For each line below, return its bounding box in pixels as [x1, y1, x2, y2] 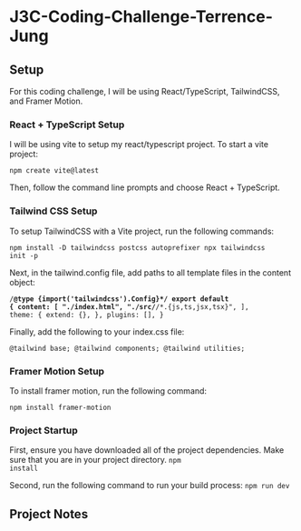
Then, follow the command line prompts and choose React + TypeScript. [9, 182, 281, 193]
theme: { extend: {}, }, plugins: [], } [9, 310, 165, 319]
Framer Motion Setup [9, 365, 105, 377]
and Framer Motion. [9, 95, 83, 106]
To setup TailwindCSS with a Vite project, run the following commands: [9, 225, 275, 236]
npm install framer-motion [9, 403, 112, 412]
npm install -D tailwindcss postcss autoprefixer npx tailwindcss [9, 243, 266, 252]
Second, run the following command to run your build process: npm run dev [9, 480, 290, 491]
